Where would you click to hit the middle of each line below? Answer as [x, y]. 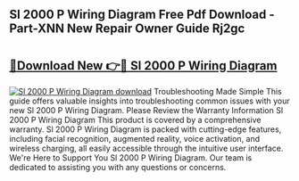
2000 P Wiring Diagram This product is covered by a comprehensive [135, 120]
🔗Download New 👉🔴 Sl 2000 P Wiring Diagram [143, 66]
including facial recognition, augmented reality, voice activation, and [135, 139]
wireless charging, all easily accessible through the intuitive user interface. [146, 148]
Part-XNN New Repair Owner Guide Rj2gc [127, 29]
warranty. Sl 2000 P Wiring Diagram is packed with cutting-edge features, [145, 129]
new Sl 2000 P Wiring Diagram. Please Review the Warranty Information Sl [146, 110]
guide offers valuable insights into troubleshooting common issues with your [149, 101]
